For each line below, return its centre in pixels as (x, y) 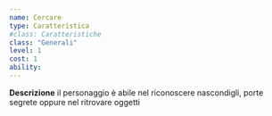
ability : (25, 68)
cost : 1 (24, 59)
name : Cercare (36, 17)
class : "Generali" (43, 42)
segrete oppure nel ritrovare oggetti (75, 102)
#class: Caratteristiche (55, 34)
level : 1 (25, 51)
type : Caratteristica (49, 26)
